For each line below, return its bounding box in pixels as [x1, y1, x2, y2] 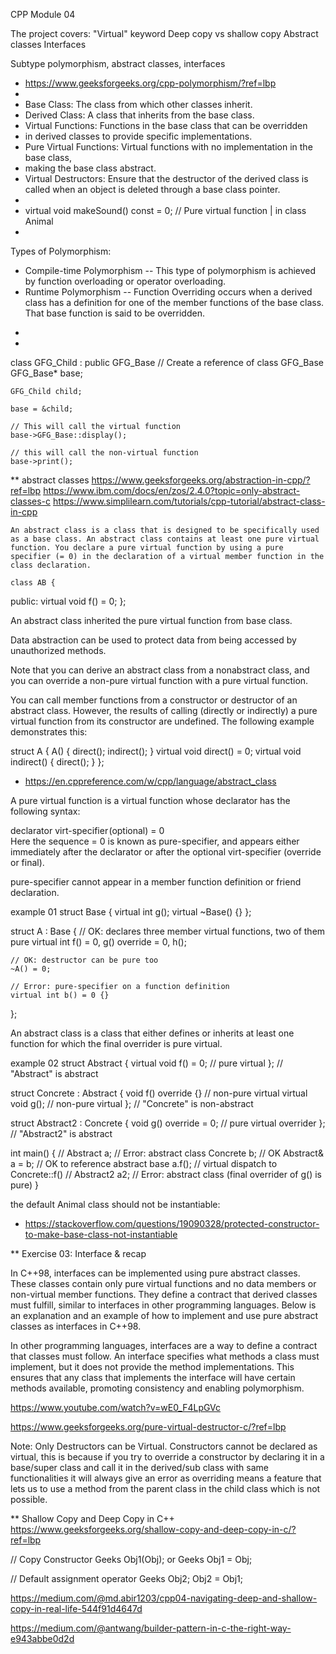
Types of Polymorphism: [10, 245, 112, 257]
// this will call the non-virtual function [10, 448, 199, 458]
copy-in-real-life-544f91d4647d [10, 1603, 143, 1614]
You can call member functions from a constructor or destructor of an [10, 694, 298, 706]
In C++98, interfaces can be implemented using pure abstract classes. [10, 1267, 301, 1279]
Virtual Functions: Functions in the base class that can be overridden [24, 120, 308, 131]
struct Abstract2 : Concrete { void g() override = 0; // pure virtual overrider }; [10, 1117, 326, 1129]
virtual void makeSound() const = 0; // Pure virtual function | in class [24, 205, 307, 216]
